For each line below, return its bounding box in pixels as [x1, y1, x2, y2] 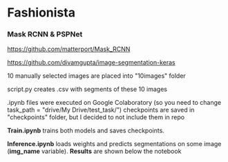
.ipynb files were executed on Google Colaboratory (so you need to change [7, 99, 222, 107]
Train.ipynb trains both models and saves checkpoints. [7, 126, 164, 135]
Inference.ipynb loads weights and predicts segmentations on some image [7, 140, 222, 148]
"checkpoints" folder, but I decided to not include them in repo [7, 113, 185, 121]
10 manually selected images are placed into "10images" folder [7, 72, 187, 80]
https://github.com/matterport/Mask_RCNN [7, 45, 131, 53]
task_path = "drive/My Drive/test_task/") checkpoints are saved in [7, 105, 195, 114]
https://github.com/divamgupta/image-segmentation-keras [7, 59, 175, 67]
